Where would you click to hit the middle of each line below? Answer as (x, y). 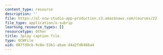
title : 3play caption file (32, 36)
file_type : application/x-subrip (39, 23)
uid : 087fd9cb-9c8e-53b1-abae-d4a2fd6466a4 (50, 45)
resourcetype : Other (26, 32)
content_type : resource (29, 9)
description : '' (21, 14)
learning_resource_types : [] (34, 27)
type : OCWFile (19, 41)
